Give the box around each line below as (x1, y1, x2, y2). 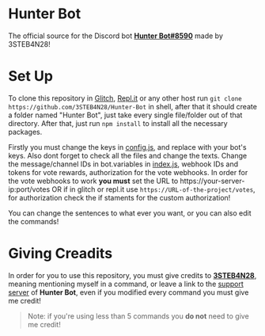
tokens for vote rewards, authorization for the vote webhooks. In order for (8, 167, 248, 177)
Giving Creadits (8, 245, 113, 262)
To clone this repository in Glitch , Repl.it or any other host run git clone (8, 93, 243, 103)
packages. (8, 127, 43, 136)
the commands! (8, 216, 59, 226)
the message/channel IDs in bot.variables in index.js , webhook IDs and (8, 159, 239, 169)
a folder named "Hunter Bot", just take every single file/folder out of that (8, 110, 243, 120)
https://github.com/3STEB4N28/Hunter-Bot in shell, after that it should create (8, 101, 257, 111)
